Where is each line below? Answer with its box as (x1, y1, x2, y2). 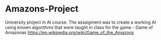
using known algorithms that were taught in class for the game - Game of (5, 24, 153, 30)
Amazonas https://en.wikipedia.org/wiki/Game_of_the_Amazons (5, 29, 134, 35)
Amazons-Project (5, 3, 79, 14)
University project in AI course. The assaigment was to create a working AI (5, 19, 156, 25)
